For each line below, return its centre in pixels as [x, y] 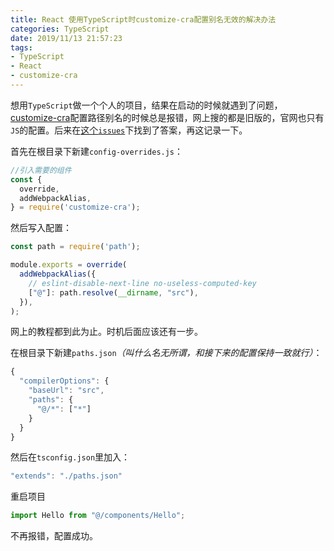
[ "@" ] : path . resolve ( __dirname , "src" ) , [113, 292]
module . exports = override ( [69, 265]
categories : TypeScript [60, 29]
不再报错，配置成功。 [54, 536]
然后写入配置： [41, 228]
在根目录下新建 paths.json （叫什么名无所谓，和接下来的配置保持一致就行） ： [166, 353]
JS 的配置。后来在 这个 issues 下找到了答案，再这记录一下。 [129, 130]
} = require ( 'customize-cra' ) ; [75, 207]
